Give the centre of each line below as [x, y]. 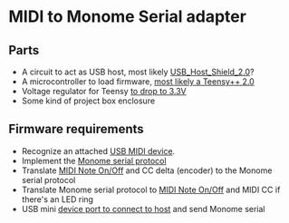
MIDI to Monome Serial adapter [127, 17]
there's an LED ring [58, 199]
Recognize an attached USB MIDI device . [98, 150]
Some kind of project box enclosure [88, 101]
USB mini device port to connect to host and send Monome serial [143, 208]
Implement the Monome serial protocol [94, 160]
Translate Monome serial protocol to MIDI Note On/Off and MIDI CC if [151, 189]
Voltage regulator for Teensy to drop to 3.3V [104, 91]
